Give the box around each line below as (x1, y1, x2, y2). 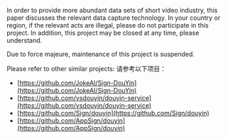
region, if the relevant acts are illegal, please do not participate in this (6, 21, 209, 29)
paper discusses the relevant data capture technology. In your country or (6, 13, 221, 22)
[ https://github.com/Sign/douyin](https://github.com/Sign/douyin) (16, 109, 210, 117)
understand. (6, 36, 43, 45)
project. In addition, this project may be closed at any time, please (6, 28, 200, 37)
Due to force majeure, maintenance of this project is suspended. (6, 50, 195, 58)
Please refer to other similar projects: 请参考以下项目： (6, 65, 166, 73)
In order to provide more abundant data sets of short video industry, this (6, 6, 218, 14)
